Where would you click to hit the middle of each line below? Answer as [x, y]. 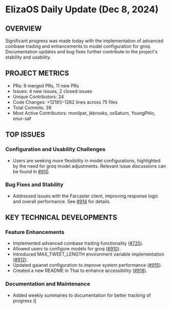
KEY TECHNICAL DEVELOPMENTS [61, 218]
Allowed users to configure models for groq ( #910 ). [67, 249]
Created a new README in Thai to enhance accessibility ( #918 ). [80, 270]
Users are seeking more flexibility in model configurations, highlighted [87, 160]
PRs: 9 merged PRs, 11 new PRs [46, 85]
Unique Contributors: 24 [38, 97]
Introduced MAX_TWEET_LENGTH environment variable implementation [89, 254]
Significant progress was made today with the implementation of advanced [84, 41]
